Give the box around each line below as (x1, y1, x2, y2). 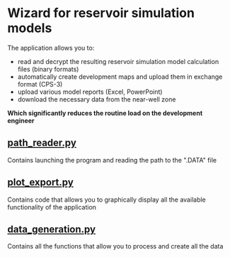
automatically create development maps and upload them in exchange (17, 72, 223, 81)
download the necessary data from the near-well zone (17, 94, 176, 104)
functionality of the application (7, 202, 97, 211)
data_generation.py (7, 223, 96, 235)
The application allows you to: (7, 43, 95, 52)
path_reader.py (7, 137, 76, 149)
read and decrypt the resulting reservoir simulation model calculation (17, 57, 219, 65)
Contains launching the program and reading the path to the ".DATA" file (7, 155, 217, 164)
